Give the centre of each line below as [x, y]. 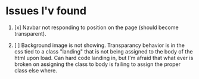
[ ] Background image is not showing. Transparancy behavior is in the [99, 45]
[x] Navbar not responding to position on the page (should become [97, 27]
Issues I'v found [46, 11]
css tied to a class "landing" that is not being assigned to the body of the [103, 51]
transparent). [30, 33]
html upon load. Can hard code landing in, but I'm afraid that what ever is [104, 58]
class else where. [35, 70]
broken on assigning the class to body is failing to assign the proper [97, 64]
